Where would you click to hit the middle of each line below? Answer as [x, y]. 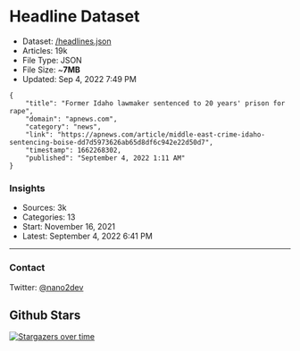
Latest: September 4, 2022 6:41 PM [87, 236]
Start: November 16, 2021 [69, 227]
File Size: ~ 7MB [51, 70]
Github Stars [45, 315]
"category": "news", [63, 127]
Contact [27, 268]
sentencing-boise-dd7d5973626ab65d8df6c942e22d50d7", [112, 142]
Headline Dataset [75, 17]
